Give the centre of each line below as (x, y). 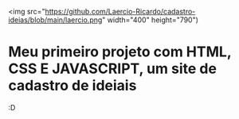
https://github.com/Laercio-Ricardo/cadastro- (120, 12)
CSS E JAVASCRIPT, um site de (113, 69)
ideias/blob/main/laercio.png (55, 20)
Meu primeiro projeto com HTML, (120, 52)
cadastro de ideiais (72, 86)
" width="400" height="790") (151, 20)
